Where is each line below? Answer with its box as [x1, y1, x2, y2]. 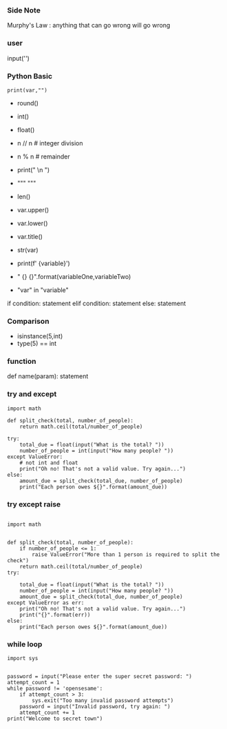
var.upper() [17, 205, 50, 214]
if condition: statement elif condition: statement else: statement [7, 299, 186, 307]
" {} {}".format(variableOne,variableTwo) [17, 272, 131, 280]
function [7, 357, 36, 367]
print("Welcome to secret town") [7, 715, 103, 722]
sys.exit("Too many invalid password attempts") [32, 697, 174, 704]
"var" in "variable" [17, 285, 69, 294]
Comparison [7, 316, 50, 326]
